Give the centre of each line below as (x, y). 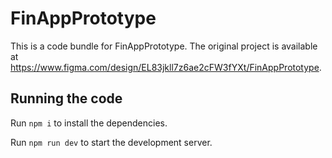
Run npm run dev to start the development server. (111, 142)
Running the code (66, 98)
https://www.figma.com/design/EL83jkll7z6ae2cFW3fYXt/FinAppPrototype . (166, 67)
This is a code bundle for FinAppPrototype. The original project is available (164, 46)
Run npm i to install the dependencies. (89, 123)
